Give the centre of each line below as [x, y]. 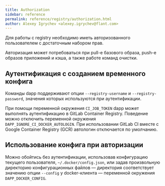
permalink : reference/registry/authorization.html [58, 19]
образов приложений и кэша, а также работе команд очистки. [71, 58]
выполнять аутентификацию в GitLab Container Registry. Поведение [77, 114]
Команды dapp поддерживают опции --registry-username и [68, 93]
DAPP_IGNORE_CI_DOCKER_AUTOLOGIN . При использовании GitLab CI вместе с [82, 124]
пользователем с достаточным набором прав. [55, 43]
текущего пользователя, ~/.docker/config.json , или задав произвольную [82, 162]
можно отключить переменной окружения [51, 119]
